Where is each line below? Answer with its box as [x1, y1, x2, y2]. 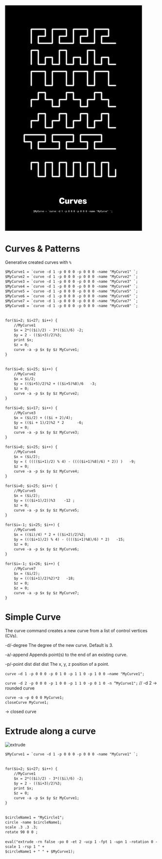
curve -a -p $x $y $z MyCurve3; [14, 430, 79, 435]
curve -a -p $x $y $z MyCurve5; [14, 508, 79, 512]
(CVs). [5, 633, 18, 639]
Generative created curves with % [5, 259, 72, 265]
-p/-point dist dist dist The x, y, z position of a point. [5, 661, 109, 667]
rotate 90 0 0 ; [5, 829, 38, 835]
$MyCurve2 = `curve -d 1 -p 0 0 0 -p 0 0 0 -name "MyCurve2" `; [5, 274, 138, 279]
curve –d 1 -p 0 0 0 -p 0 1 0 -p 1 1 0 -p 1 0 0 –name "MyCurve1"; [5, 671, 145, 676]
